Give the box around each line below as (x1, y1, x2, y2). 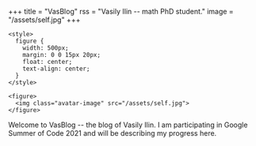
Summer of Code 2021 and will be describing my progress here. (8, 129, 217, 137)
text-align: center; (22, 65, 90, 73)
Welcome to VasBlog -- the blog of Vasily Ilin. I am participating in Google (8, 120, 248, 129)
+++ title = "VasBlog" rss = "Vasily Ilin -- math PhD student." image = (8, 7, 234, 16)
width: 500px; (22, 44, 69, 52)
